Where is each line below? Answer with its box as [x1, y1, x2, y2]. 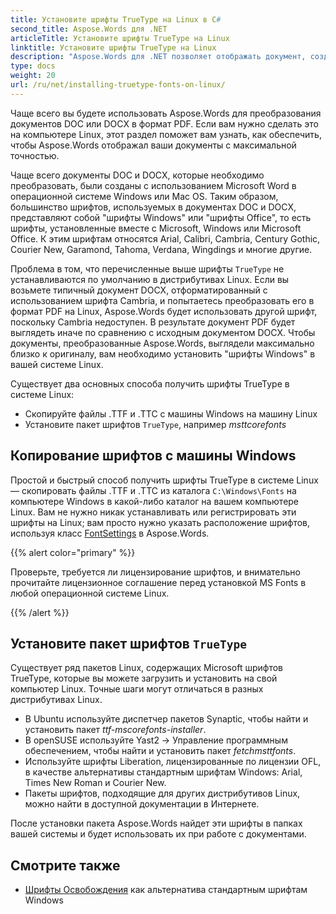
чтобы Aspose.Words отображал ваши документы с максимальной [10, 139, 297, 151]
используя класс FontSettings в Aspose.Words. [10, 527, 210, 539]
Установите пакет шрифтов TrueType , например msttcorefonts [24, 418, 287, 430]
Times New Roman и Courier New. [24, 777, 167, 789]
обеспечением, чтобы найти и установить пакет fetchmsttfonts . [24, 745, 297, 757]
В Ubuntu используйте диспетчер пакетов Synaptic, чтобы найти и [24, 713, 309, 725]
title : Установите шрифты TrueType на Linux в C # [10, 14, 222, 25]
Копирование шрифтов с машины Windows [10, 447, 297, 465]
